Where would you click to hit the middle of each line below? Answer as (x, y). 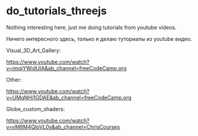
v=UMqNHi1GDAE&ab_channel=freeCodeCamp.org (69, 97)
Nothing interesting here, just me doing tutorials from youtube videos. (91, 27)
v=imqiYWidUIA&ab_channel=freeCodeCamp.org (66, 68)
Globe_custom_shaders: (36, 109)
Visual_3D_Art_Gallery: (34, 50)
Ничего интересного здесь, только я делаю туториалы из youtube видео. (99, 39)
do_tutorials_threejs (56, 11)
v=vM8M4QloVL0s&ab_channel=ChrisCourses (63, 126)
